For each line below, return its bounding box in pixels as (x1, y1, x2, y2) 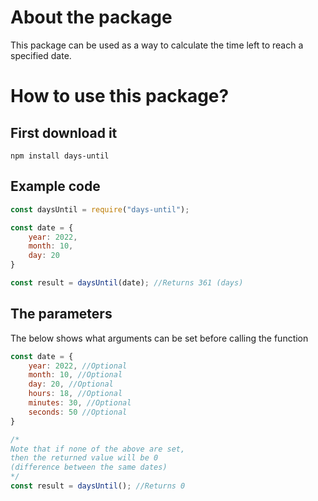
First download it (10, 124, 118, 141)
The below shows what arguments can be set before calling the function (10, 332, 309, 344)
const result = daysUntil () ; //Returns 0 (10, 481, 186, 491)
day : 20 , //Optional (28, 379, 114, 390)
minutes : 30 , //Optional (28, 398, 132, 408)
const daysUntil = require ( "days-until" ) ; (10, 204, 190, 215)
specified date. (10, 49, 72, 61)
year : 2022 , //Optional (28, 361, 128, 371)
